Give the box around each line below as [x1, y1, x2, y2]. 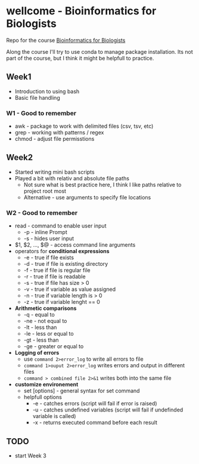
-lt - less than [23, 324, 57, 331]
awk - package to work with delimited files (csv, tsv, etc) [14, 122, 154, 130]
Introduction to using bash [14, 88, 80, 95]
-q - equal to [23, 311, 55, 318]
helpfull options [23, 394, 63, 401]
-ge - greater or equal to [23, 343, 84, 350]
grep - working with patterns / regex [14, 129, 104, 136]
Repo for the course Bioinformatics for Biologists [6, 36, 126, 44]
